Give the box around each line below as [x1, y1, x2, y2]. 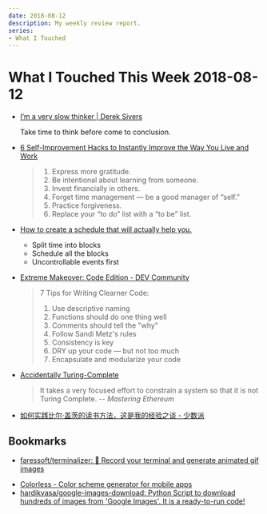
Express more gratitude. [51, 167, 132, 177]
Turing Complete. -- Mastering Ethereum [39, 394, 174, 404]
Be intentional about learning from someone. [51, 175, 199, 185]
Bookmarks [8, 434, 67, 448]
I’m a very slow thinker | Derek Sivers [19, 112, 143, 122]
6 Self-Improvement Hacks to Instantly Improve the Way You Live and [19, 143, 249, 153]
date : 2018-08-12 [8, 11, 66, 20]
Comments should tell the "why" [51, 321, 158, 330]
